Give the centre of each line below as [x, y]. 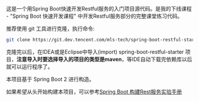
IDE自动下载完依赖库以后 [162, 59]
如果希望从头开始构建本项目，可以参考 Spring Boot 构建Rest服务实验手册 [94, 92]
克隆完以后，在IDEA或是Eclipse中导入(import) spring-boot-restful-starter [95, 51]
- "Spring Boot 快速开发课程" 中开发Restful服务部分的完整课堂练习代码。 [94, 16]
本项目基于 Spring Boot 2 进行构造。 [50, 79]
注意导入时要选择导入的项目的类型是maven [69, 59]
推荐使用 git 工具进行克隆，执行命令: [50, 29]
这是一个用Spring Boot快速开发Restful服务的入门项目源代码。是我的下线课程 [99, 9]
